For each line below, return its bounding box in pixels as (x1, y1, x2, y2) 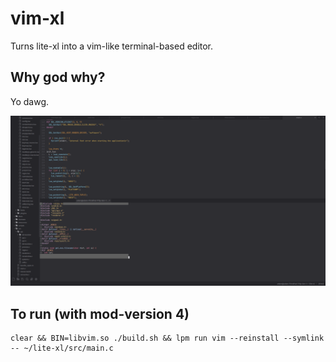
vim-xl (10, 7, 65, 30)
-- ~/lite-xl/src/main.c (10, 343, 114, 354)
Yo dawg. (10, 95, 50, 107)
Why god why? (10, 69, 106, 86)
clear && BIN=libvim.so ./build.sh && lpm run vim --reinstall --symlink (10, 333, 325, 344)
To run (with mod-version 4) (10, 305, 190, 322)
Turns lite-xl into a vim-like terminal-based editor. (10, 40, 214, 52)
